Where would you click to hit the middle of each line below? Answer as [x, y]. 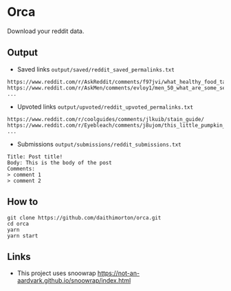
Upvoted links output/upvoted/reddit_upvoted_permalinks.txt [105, 107]
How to [23, 202]
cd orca [18, 224]
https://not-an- [118, 273]
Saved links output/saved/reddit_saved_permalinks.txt [96, 69]
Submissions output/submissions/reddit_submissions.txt [99, 144]
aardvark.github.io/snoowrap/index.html [74, 281]
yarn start [23, 236]
